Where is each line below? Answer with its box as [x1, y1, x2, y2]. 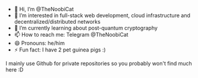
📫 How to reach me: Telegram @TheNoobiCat [14, 31, 128, 38]
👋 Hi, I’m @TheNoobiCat [14, 6, 74, 12]
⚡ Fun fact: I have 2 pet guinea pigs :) [14, 46, 106, 53]
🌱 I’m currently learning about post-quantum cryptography [14, 24, 158, 31]
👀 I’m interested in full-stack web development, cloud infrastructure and [14, 12, 191, 19]
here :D [5, 66, 24, 73]
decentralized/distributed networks [14, 18, 100, 25]
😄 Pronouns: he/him [14, 40, 65, 47]
